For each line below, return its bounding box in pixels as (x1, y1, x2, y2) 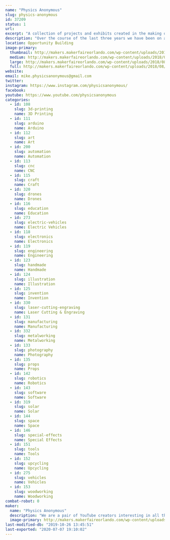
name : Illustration (14, 281, 56, 287)
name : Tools (14, 452, 39, 457)
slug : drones (14, 192, 42, 197)
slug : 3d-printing (14, 107, 53, 112)
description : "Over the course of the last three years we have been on (5, 36, 162, 41)
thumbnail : (10, 50, 33, 55)
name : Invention (14, 296, 49, 301)
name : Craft (14, 182, 39, 187)
